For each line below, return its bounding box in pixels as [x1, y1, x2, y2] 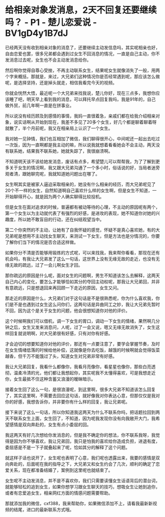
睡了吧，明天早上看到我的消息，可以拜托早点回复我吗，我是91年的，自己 [9, 96, 156, 102]
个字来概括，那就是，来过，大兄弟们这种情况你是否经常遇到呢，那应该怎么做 [5, 73, 160, 79]
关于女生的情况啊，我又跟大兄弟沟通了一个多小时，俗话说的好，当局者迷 [9, 165, 156, 171]
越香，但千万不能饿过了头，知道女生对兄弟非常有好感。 [5, 353, 117, 359]
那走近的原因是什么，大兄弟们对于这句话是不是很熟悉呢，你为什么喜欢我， [5, 295, 156, 301]
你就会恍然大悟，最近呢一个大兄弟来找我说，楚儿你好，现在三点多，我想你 [5, 90, 156, 96]
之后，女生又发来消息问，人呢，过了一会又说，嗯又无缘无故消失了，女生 [9, 324, 156, 330]
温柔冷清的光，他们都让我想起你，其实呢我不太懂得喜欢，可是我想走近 [13, 370, 156, 376]
